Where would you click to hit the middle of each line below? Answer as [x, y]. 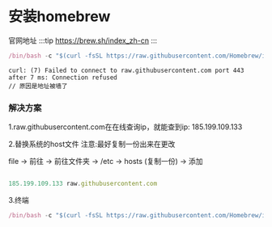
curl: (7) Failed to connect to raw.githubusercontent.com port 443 [126, 70]
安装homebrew [59, 17]
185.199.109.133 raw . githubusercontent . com [83, 184]
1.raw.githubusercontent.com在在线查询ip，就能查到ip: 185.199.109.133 [125, 127]
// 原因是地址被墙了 [38, 86]
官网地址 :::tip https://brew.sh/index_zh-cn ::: [83, 40]
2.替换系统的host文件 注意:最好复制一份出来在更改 [92, 144]
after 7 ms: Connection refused [63, 78]
